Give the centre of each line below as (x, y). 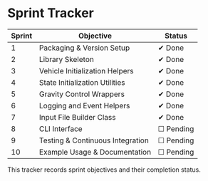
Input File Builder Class (77, 117)
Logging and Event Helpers (84, 105)
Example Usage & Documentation (95, 152)
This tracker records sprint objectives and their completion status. (104, 170)
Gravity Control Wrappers (82, 94)
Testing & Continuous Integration (94, 140)
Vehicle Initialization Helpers (86, 71)
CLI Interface (61, 128)
